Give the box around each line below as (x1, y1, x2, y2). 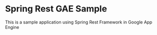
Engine (5, 24, 20, 30)
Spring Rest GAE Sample (5, 3, 107, 14)
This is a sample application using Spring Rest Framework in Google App (5, 19, 153, 25)
